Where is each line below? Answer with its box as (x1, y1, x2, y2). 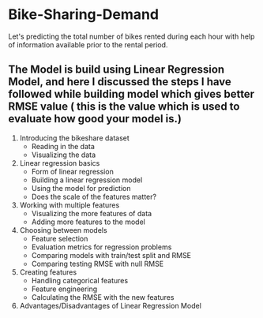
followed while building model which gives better (8, 88, 255, 101)
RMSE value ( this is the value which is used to (8, 100, 240, 114)
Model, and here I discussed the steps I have (8, 75, 231, 88)
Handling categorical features (31, 275, 129, 285)
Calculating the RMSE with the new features (31, 292, 175, 301)
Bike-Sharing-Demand (8, 6, 160, 24)
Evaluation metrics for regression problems (31, 242, 172, 252)
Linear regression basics (19, 158, 100, 167)
